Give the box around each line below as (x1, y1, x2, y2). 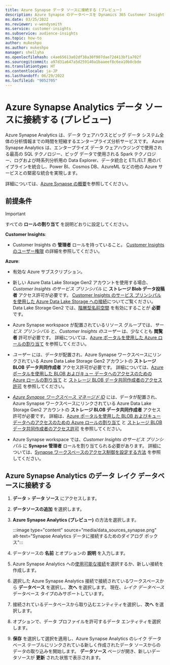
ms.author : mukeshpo (5, 45, 49, 50)
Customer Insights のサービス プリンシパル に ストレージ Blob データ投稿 (12, 286, 165, 292)
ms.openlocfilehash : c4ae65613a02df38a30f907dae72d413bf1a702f (5, 54, 142, 60)
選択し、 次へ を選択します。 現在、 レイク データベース (50, 584, 164, 591)
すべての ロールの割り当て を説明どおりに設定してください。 (5, 221, 132, 227)
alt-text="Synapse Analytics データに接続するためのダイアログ (12, 533, 144, 539)
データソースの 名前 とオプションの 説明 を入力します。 (12, 550, 128, 556)
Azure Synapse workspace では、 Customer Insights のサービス (12, 436, 145, 442)
